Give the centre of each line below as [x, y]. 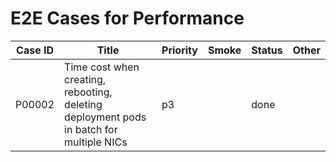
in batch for [91, 129]
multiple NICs [96, 142]
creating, [85, 79]
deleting [83, 104]
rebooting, [88, 92]
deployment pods [105, 117]
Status [267, 50]
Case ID [35, 50]
